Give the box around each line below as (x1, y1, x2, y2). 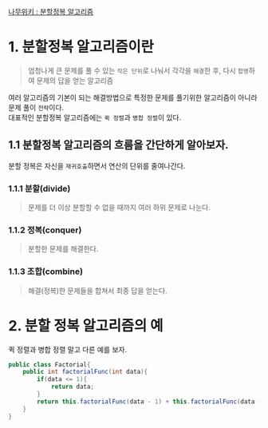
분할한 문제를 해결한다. (27, 244, 99, 254)
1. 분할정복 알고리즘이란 (8, 38, 154, 56)
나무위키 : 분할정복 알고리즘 (8, 7, 94, 16)
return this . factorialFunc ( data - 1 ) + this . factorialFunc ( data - (37, 398, 262, 406)
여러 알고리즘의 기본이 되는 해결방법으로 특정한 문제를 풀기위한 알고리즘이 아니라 (8, 93, 258, 102)
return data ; (50, 382, 94, 391)
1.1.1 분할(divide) (8, 183, 71, 194)
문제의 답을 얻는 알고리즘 (36, 75, 114, 85)
